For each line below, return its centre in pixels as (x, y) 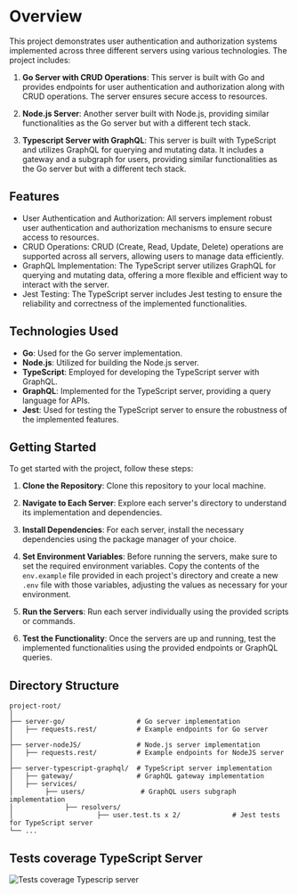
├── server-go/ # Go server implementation (125, 722)
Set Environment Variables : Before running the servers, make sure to (149, 557)
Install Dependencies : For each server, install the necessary (133, 530)
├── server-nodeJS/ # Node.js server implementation (135, 745)
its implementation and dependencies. (92, 513)
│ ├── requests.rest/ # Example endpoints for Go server (139, 730)
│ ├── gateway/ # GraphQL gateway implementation (137, 776)
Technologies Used (64, 332)
